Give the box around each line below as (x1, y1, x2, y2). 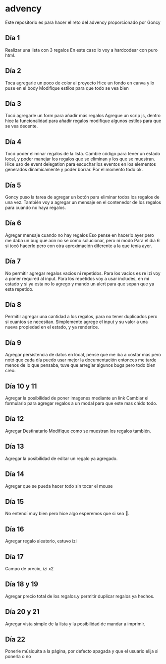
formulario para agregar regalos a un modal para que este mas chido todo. (5, 400, 158, 406)
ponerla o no (5, 654, 31, 660)
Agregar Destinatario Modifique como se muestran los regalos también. (5, 428, 151, 434)
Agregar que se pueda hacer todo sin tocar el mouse (5, 483, 113, 489)
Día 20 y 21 (5, 607, 40, 616)
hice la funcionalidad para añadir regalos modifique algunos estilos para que (5, 118, 162, 124)
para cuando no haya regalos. (5, 204, 66, 210)
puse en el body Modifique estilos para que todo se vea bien (5, 85, 129, 91)
